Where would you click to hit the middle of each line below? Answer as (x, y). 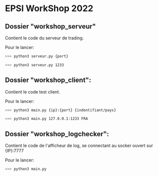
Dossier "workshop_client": (48, 80)
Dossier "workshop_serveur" (51, 26)
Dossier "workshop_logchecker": (57, 134)
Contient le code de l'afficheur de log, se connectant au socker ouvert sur (79, 145)
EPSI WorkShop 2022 (49, 8)
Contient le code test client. (33, 92)
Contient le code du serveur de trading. (44, 38)
